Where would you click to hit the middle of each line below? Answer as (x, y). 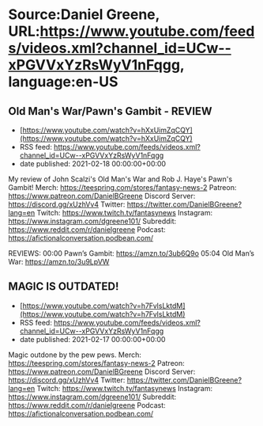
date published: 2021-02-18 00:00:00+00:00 (93, 164)
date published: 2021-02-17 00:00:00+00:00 (92, 339)
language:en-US (63, 82)
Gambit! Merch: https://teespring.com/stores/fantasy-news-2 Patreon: (122, 187)
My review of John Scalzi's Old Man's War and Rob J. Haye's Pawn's (120, 179)
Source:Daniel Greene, (84, 15)
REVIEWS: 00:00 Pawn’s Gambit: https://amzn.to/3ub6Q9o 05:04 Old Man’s (131, 253)
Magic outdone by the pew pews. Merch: (75, 355)
